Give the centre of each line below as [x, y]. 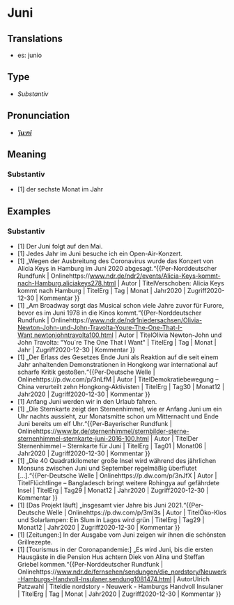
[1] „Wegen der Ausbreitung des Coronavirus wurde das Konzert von [115, 261]
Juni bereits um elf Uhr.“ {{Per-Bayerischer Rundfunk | [94, 424]
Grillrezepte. [35, 542]
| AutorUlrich [192, 579]
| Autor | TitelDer [174, 439]
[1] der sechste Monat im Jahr [60, 189]
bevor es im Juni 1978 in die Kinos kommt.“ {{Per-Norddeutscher [109, 313]
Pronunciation [39, 116]
